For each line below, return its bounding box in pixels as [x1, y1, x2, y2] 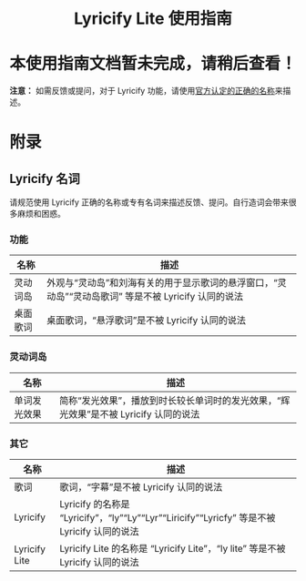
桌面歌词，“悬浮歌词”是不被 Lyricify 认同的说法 [46, 314, 246, 327]
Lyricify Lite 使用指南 [74, 8, 232, 29]
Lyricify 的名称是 [59, 498, 130, 511]
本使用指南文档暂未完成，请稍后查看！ [9, 54, 298, 74]
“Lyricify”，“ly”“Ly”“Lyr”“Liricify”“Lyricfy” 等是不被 [59, 512, 276, 525]
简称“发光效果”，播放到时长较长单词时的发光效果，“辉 [58, 393, 291, 406]
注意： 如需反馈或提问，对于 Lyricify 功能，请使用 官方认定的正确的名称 [9, 86, 275, 97]
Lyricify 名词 [9, 170, 80, 187]
